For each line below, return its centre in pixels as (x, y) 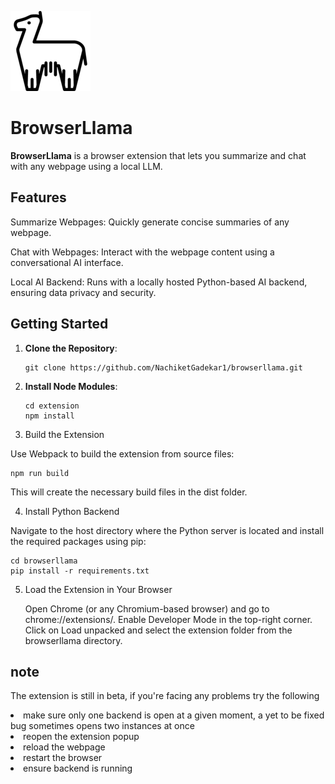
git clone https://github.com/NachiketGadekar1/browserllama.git (163, 367)
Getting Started (59, 324)
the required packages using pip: (78, 541)
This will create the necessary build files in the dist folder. (129, 492)
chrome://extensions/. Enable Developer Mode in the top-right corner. (168, 619)
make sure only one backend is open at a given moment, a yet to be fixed (174, 715)
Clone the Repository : (71, 348)
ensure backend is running (78, 768)
